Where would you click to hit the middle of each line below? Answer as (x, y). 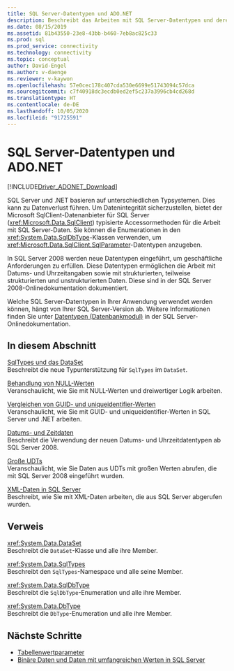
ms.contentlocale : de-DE (43, 105)
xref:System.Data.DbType (44, 606)
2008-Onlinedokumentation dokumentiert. (68, 288)
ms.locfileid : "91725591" (45, 117)
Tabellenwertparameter (51, 652)
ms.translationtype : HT (42, 99)
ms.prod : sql (26, 40)
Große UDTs (25, 461)
